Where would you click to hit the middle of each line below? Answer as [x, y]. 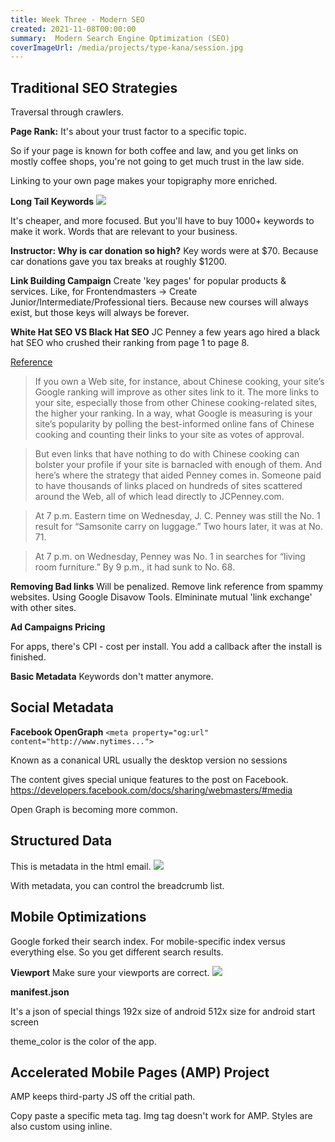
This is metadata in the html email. [81, 866]
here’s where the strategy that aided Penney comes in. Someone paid [178, 475]
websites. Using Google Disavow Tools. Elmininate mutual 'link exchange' [161, 597]
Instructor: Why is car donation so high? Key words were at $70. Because [164, 251]
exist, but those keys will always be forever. [100, 313]
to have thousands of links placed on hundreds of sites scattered [168, 486]
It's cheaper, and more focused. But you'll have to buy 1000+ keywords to [162, 221]
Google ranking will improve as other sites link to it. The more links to [177, 392]
